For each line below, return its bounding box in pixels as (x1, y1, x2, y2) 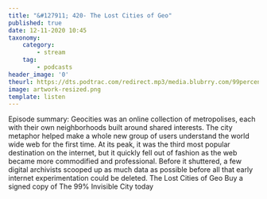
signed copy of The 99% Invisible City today (8, 182, 153, 191)
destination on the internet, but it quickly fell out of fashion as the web (8, 148, 238, 158)
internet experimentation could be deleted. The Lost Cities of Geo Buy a (8, 174, 244, 183)
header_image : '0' (8, 71, 69, 78)
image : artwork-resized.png (8, 85, 102, 94)
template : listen (8, 93, 66, 101)
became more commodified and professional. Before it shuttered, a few (8, 156, 242, 166)
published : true (8, 19, 62, 27)
